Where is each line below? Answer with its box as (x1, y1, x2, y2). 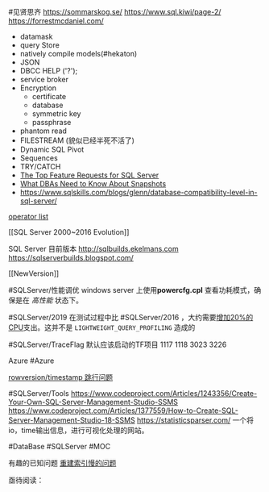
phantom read (19, 126, 67, 136)
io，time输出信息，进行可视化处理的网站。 (8, 426, 149, 435)
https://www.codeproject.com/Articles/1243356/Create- (71, 389, 258, 398)
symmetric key (31, 109, 81, 119)
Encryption (19, 83, 57, 93)
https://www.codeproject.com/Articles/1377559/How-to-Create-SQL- (8, 406, 239, 415)
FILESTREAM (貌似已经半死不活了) (19, 136, 134, 145)
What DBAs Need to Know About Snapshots (19, 179, 167, 188)
